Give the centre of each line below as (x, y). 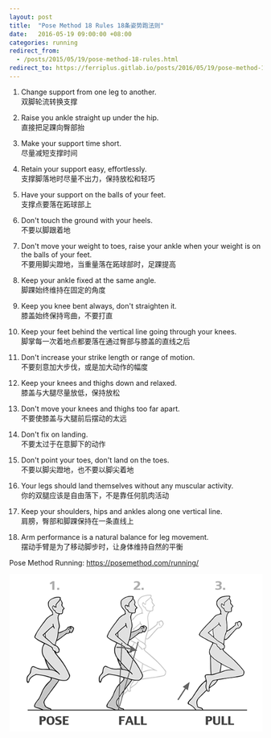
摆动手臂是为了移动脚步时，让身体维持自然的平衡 (102, 546)
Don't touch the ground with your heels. (87, 220)
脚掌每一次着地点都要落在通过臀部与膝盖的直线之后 (105, 341)
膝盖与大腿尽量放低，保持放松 (70, 392)
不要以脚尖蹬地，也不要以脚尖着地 (77, 469)
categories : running (44, 43)
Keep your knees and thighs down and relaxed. (99, 383)
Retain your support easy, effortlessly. (84, 168)
